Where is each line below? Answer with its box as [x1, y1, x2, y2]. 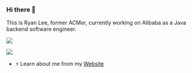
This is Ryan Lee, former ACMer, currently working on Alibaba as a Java [6, 19, 187, 27]
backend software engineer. [6, 25, 77, 33]
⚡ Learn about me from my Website [15, 60, 105, 68]
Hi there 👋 [6, 5, 36, 14]
